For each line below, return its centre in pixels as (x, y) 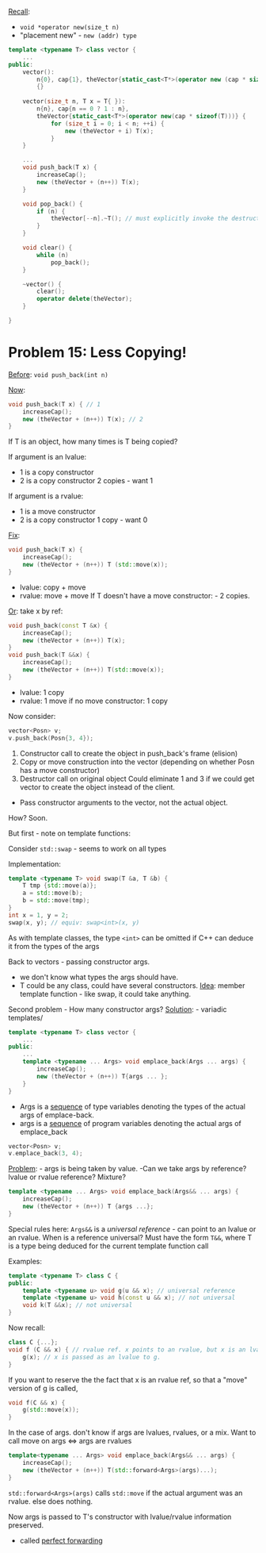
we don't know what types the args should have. (99, 977)
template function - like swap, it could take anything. (105, 994)
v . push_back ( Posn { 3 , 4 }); (51, 738)
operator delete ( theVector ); (85, 299)
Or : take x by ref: (36, 611)
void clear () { (47, 248)
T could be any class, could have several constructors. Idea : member (132, 985)
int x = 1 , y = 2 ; (38, 915)
